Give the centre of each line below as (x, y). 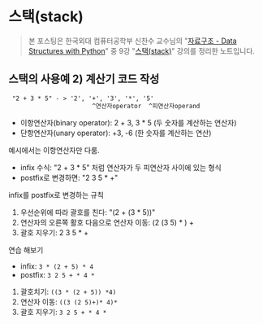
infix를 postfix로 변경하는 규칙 (56, 195)
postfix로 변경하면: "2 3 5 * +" (69, 177)
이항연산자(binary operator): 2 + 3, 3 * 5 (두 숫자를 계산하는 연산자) (128, 122)
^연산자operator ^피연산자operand (146, 106)
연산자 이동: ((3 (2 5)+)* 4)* (69, 301)
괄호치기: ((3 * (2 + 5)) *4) (68, 291)
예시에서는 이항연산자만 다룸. (54, 150)
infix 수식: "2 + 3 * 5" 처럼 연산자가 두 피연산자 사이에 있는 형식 (121, 167)
